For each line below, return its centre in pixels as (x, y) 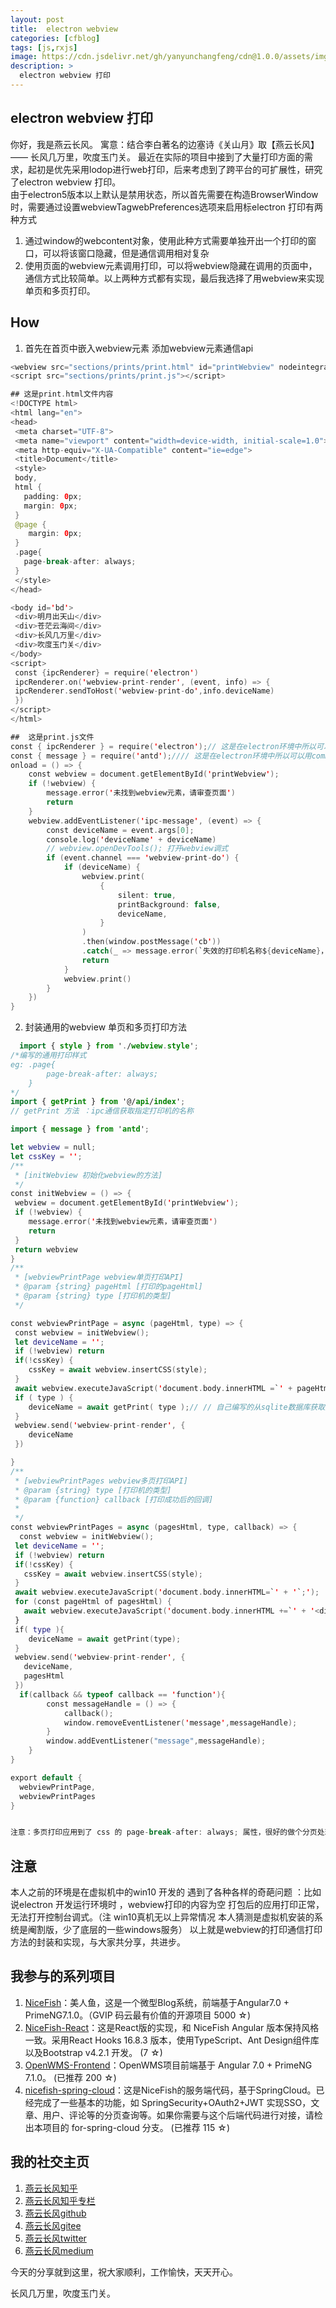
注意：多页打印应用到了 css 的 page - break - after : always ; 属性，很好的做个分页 (164, 1832)
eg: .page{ (33, 1064)
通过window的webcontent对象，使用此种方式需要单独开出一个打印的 (166, 240)
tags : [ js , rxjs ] (44, 47)
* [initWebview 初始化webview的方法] (88, 1175)
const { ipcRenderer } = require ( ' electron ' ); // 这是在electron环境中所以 (163, 746)
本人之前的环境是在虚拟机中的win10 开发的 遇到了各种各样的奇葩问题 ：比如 (166, 1892)
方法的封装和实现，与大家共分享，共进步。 (98, 1942)
